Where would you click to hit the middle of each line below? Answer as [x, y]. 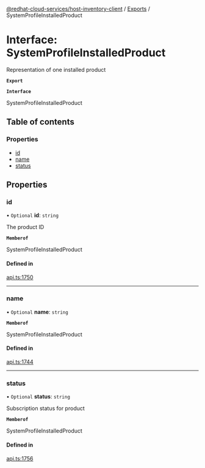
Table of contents [40, 122]
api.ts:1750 [20, 277]
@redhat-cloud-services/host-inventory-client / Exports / [78, 9]
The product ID [25, 227]
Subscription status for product [46, 408]
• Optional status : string [38, 397]
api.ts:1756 [20, 458]
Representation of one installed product [56, 69]
